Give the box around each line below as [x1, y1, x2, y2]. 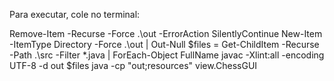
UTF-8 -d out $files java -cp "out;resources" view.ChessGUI [9, 60, 258, 71]
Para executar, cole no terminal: [9, 9, 141, 20]
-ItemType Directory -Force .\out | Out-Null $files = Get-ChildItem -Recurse [9, 39, 320, 50]
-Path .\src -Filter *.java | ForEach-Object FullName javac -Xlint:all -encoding [9, 49, 325, 61]
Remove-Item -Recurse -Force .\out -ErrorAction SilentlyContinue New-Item [9, 28, 323, 39]
